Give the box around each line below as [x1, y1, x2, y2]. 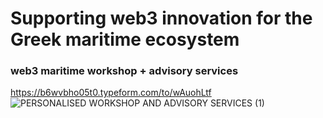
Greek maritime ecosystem [10, 28, 240, 51]
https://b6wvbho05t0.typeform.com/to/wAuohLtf [10, 87, 212, 99]
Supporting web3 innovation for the [10, 7, 313, 30]
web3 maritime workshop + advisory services [10, 64, 239, 78]
